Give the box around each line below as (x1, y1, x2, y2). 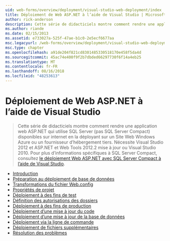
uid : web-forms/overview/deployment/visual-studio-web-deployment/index (5, 7, 162, 13)
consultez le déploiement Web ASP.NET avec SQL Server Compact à (17, 155, 161, 161)
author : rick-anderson (5, 17, 53, 22)
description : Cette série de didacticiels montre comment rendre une (5, 21, 155, 27)
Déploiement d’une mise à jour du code (12, 208, 95, 214)
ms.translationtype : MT (5, 59, 56, 64)
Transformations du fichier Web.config (12, 181, 94, 187)
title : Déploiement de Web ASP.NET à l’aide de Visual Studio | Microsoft (5, 12, 166, 17)
